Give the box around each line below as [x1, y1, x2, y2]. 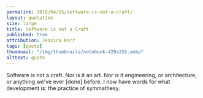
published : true [6, 32, 48, 38]
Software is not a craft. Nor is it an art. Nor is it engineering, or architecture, [6, 71, 197, 78]
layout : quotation [6, 15, 53, 21]
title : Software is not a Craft [6, 26, 89, 32]
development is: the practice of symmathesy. [6, 84, 121, 92]
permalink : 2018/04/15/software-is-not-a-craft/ [6, 9, 133, 15]
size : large [6, 20, 37, 26]
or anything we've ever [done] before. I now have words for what [6, 78, 170, 85]
